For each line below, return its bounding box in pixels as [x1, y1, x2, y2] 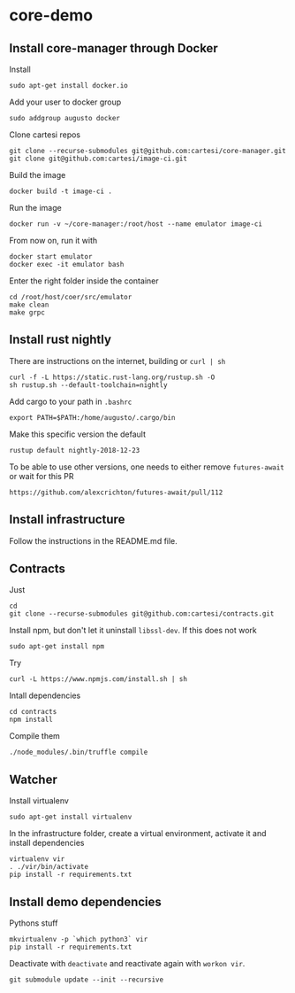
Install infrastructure [9, 512, 125, 527]
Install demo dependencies [9, 894, 162, 909]
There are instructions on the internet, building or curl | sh [9, 355, 226, 366]
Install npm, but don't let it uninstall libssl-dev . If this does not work [9, 625, 258, 636]
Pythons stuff [9, 918, 58, 928]
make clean [9, 300, 49, 309]
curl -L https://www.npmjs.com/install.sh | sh [9, 675, 188, 684]
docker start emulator [9, 252, 93, 261]
